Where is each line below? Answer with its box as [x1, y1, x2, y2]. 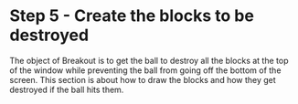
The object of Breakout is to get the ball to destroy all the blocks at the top [9, 55, 289, 66]
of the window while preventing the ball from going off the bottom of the [9, 65, 282, 76]
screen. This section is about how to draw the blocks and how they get [9, 74, 276, 85]
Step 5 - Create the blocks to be [9, 5, 254, 26]
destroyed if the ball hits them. [9, 84, 124, 95]
